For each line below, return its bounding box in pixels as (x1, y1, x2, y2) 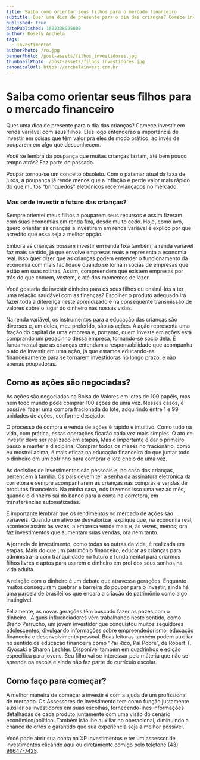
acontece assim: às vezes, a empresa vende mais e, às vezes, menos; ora (6, 522, 187, 530)
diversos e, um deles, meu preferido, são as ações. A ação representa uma (6, 322, 190, 329)
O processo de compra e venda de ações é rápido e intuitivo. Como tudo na (6, 423, 192, 431)
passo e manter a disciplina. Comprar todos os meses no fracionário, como (6, 443, 190, 450)
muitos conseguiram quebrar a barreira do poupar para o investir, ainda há (6, 584, 189, 591)
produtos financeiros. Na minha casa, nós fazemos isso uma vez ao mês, (6, 486, 186, 493)
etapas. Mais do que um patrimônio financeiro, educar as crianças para (6, 547, 182, 554)
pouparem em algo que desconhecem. (6, 141, 101, 148)
